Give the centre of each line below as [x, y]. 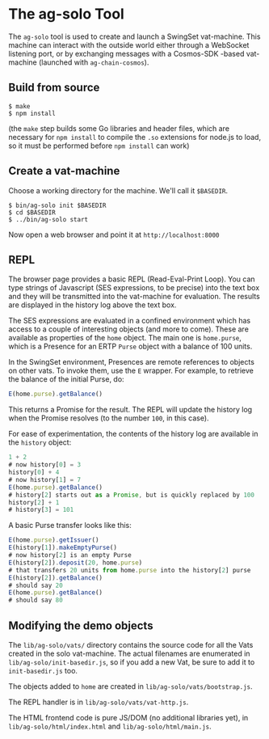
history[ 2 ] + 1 [34, 502]
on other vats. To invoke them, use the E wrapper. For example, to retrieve [131, 371]
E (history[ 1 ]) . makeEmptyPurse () [63, 548]
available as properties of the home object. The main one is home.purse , [125, 338]
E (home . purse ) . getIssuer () [54, 540]
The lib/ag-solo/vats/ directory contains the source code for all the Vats [131, 644]
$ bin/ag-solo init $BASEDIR [57, 205]
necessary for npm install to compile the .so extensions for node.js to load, [134, 137]
